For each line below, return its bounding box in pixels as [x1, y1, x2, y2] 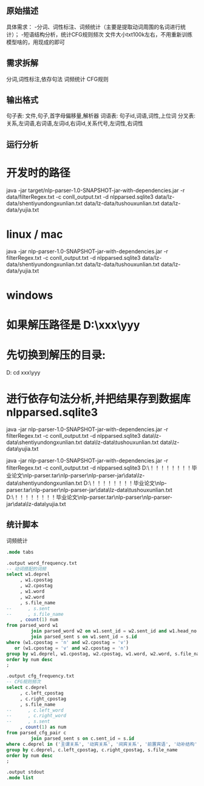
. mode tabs [6, 549, 34, 555]
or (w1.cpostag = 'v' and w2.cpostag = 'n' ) [14, 645, 129, 651]
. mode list [6, 775, 34, 781]
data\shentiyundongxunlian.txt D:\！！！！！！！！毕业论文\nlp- [6, 479, 167, 487]
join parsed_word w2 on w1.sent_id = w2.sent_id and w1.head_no [30, 628, 197, 634]
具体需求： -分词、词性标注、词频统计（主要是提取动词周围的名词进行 [6, 23, 181, 30]
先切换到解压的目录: [6, 348, 106, 362]
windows [6, 288, 53, 302]
